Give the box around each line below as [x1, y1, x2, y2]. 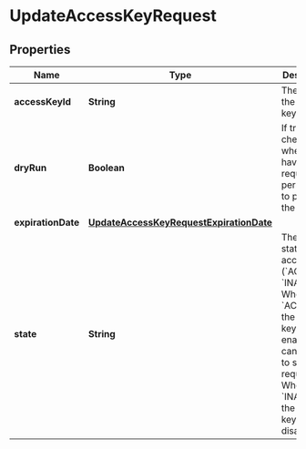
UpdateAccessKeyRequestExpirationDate [87, 216, 273, 229]
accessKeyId [14, 96, 71, 107]
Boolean [87, 161, 126, 174]
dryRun [14, 161, 47, 174]
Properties [9, 42, 71, 57]
